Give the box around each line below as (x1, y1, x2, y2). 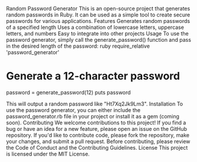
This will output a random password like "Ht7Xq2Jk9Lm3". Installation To (6, 100, 183, 107)
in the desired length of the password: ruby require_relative (6, 42, 150, 49)
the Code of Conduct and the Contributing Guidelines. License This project (6, 144, 188, 151)
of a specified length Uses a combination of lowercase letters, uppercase (6, 24, 185, 31)
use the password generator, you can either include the (6, 106, 140, 114)
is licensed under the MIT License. (6, 150, 90, 157)
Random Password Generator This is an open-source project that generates (6, 5, 191, 12)
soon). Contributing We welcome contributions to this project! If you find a (6, 119, 186, 126)
